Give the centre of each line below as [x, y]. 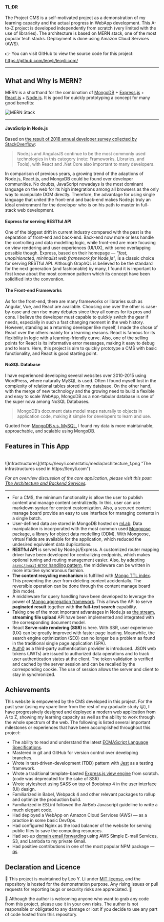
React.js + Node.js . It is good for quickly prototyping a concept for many [78, 98]
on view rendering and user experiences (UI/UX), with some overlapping [78, 248]
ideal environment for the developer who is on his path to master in [72, 205]
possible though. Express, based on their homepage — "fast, [66, 253]
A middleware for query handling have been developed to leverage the [83, 596]
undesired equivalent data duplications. [52, 544]
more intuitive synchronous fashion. [48, 570]
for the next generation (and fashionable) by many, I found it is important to [81, 269]
